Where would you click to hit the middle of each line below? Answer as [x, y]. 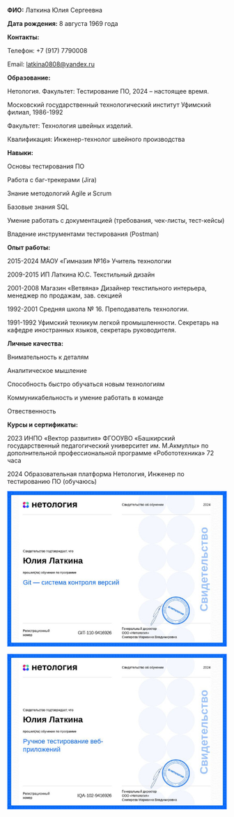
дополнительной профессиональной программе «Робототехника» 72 [111, 453]
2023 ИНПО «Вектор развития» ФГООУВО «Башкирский [91, 438]
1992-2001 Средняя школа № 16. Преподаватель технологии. [98, 309]
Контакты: [23, 37]
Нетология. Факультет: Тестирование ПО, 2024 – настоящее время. [108, 91]
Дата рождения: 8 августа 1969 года [63, 23]
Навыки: [20, 153]
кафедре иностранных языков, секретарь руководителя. [92, 330]
